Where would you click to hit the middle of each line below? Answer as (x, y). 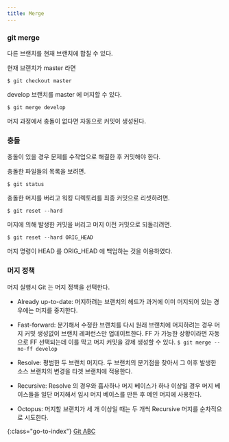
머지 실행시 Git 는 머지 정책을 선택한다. (59, 287)
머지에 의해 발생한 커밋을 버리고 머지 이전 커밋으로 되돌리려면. (89, 224)
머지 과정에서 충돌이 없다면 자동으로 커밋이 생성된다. (76, 121)
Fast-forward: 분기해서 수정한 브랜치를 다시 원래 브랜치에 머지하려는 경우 (115, 325)
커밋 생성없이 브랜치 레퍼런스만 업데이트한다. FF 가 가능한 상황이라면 (116, 333)
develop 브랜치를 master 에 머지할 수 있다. (64, 94)
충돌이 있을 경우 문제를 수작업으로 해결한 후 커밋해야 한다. (84, 157)
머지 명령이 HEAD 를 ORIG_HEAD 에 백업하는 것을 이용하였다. (90, 251)
